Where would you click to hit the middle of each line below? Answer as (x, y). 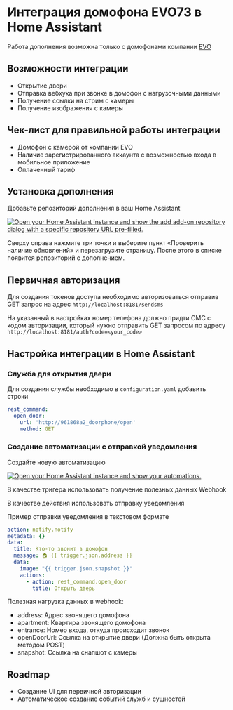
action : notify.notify (40, 530)
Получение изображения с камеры (70, 108)
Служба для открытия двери (59, 374)
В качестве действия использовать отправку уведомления (96, 503)
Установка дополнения (61, 191)
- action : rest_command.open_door (76, 581)
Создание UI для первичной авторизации (79, 692)
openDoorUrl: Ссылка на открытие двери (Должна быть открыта (114, 638)
